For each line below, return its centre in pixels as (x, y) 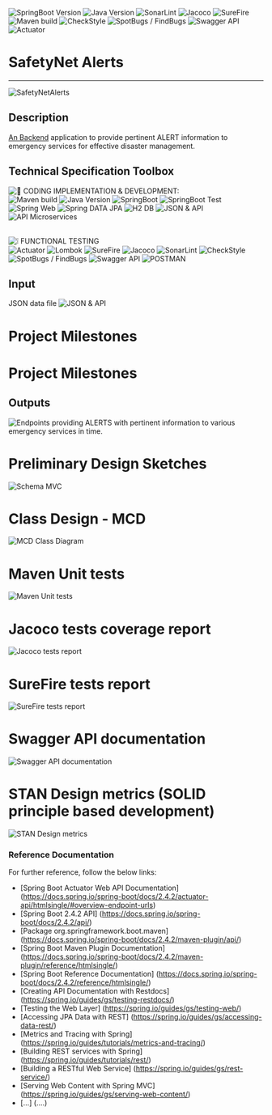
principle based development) (112, 811)
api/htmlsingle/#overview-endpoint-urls (87, 905)
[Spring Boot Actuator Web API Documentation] (100, 888)
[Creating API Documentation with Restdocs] (95, 991)
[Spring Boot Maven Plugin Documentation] (93, 948)
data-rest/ (37, 1026)
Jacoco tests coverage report (110, 629)
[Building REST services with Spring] (81, 1051)
